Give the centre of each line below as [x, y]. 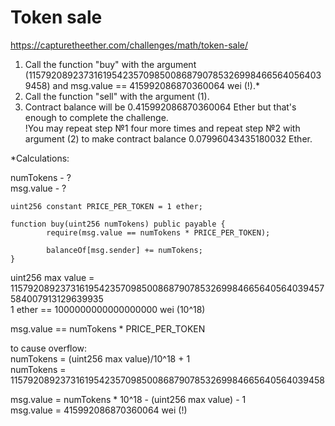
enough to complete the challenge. [96, 117]
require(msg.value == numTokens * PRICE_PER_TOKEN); [158, 232]
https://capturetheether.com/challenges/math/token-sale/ [129, 45]
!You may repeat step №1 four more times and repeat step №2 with [162, 128]
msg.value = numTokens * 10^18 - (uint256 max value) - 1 [128, 399]
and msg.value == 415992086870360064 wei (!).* [156, 85]
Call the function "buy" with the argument [110, 64]
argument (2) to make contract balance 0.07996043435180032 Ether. [168, 138]
